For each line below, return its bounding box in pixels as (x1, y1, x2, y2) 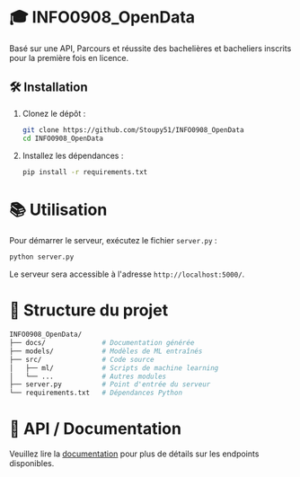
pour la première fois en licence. (9, 52, 129, 63)
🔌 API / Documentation (9, 419, 182, 439)
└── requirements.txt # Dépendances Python (9, 388, 182, 398)
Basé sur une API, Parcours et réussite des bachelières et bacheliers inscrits (9, 42, 292, 54)
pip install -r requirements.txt (22, 167, 148, 176)
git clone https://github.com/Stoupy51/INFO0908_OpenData (22, 125, 244, 135)
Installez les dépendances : (22, 150, 124, 161)
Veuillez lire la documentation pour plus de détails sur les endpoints (9, 448, 260, 459)
